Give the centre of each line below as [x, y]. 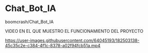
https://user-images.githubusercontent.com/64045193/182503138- [72, 40]
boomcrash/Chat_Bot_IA [29, 22]
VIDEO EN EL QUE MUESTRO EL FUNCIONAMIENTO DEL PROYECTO [74, 31]
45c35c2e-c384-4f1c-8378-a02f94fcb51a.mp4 [53, 45]
